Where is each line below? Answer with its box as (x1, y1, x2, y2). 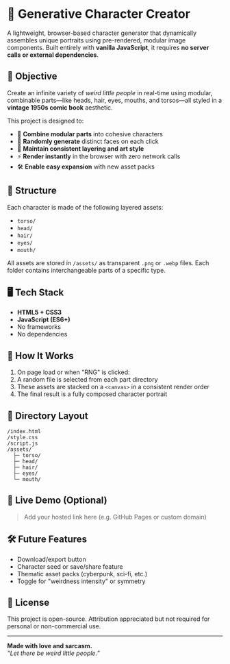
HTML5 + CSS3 (16, 308, 62, 317)
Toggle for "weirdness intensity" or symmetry (16, 577, 146, 585)
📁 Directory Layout (7, 410, 88, 421)
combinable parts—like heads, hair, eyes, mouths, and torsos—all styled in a (7, 96, 222, 104)
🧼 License (7, 597, 50, 608)
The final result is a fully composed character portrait (16, 390, 168, 398)
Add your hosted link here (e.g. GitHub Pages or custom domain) (23, 513, 207, 521)
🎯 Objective (7, 71, 57, 82)
